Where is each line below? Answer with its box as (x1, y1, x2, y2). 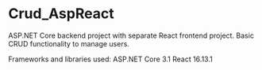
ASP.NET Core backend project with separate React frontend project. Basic (8, 31, 254, 40)
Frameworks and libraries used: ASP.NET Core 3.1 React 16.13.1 (8, 54, 213, 64)
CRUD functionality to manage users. (8, 39, 129, 48)
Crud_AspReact (8, 5, 114, 23)
